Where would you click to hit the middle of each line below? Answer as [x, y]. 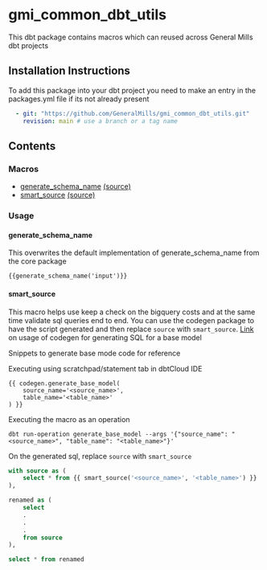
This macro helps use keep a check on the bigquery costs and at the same [132, 312]
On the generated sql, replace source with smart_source [100, 456]
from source [43, 537]
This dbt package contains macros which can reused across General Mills [131, 37]
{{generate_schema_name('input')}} [68, 276]
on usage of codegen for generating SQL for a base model [105, 337]
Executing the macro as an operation [69, 419]
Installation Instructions [70, 71]
